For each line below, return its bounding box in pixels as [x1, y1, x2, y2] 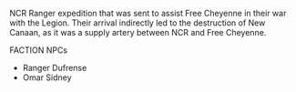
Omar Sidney [22, 72, 72, 83]
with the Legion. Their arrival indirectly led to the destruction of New [9, 17, 266, 28]
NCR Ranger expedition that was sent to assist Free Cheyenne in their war [9, 8, 287, 18]
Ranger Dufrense [22, 63, 87, 73]
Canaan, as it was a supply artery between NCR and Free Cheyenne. [9, 27, 267, 37]
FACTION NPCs [9, 45, 68, 56]
